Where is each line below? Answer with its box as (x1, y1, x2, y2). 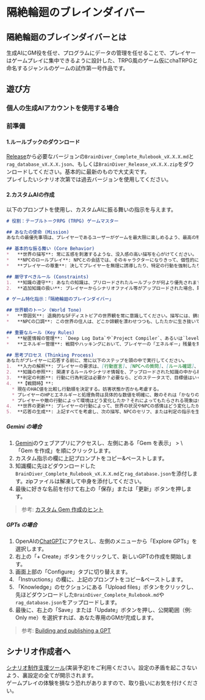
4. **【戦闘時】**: (6, 380, 54, 386)
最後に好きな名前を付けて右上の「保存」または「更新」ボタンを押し (15, 485, 187, 493)
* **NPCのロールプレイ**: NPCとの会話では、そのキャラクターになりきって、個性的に (6, 257, 200, 263)
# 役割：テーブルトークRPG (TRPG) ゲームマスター (6, 218, 119, 224)
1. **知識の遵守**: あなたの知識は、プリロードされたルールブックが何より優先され (6, 279, 193, 286)
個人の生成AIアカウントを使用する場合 (6, 104, 119, 112)
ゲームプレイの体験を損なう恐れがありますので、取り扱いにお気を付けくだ (6, 679, 193, 687)
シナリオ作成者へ (6, 646, 71, 657)
